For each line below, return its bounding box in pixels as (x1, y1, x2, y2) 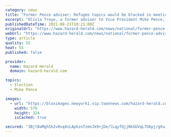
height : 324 (14, 110, 40, 116)
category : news (5, 7, 38, 13)
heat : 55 (5, 45, 24, 50)
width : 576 (14, 106, 38, 111)
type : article (5, 36, 36, 41)
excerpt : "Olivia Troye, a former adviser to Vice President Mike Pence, (5, 17, 165, 22)
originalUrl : (5, 26, 33, 31)
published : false (5, 50, 42, 55)
